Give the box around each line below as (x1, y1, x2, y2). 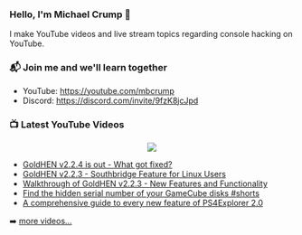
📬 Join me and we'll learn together (9, 61, 167, 74)
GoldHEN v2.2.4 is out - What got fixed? (22, 158, 173, 170)
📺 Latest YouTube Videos (9, 117, 125, 130)
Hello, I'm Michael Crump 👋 (9, 8, 131, 21)
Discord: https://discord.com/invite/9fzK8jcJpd (22, 95, 199, 106)
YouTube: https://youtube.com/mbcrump (22, 85, 175, 96)
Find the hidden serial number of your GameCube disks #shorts (22, 187, 260, 198)
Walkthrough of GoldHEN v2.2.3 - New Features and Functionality (22, 178, 269, 189)
